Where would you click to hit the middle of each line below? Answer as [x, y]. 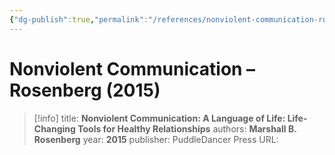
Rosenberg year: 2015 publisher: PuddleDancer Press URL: [156, 139]
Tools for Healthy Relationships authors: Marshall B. [187, 128]
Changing [54, 128]
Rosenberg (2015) [85, 90]
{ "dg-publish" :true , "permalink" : [79, 19]
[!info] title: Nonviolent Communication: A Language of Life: [159, 118]
